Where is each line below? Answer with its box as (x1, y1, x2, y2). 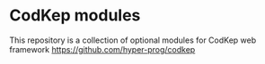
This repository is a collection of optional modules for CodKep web (9, 35, 257, 45)
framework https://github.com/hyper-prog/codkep (9, 44, 196, 54)
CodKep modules (9, 5, 141, 26)
